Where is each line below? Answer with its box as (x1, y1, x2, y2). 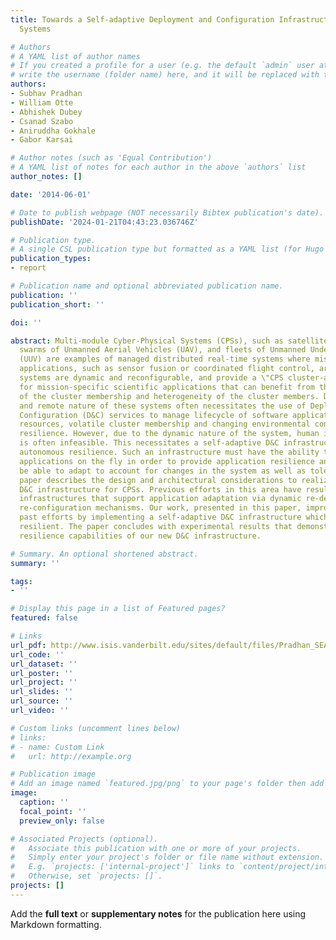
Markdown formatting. (10, 918, 102, 930)
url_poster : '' (10, 668, 74, 678)
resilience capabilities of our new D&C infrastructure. (19, 531, 262, 541)
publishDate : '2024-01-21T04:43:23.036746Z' (10, 217, 199, 227)
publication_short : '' (10, 299, 105, 310)
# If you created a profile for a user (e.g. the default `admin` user (10, 61, 315, 71)
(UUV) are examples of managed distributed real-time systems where (19, 354, 311, 365)
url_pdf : (10, 640, 47, 650)
